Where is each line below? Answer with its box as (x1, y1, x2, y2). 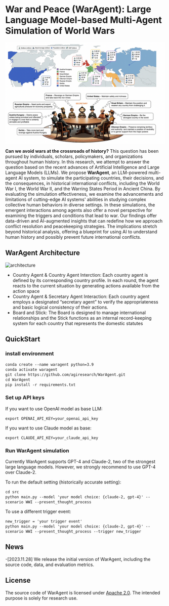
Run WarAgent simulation (5, 447, 69, 454)
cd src (5, 489, 19, 494)
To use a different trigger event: (5, 508, 71, 514)
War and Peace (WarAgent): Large (5, 4, 152, 15)
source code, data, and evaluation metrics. (5, 561, 95, 568)
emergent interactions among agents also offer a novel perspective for (5, 207, 153, 213)
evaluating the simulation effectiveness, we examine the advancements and (5, 191, 163, 197)
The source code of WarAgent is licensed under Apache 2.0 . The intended (5, 589, 160, 595)
